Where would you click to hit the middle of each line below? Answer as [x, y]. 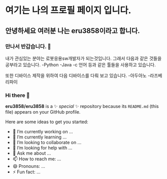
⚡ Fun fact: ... [26, 172]
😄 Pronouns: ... [29, 166]
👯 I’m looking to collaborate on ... [47, 142]
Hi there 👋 [18, 95]
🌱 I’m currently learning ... [40, 137]
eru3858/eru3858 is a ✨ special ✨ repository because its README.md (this [82, 106]
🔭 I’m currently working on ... [43, 132]
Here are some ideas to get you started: [47, 122]
